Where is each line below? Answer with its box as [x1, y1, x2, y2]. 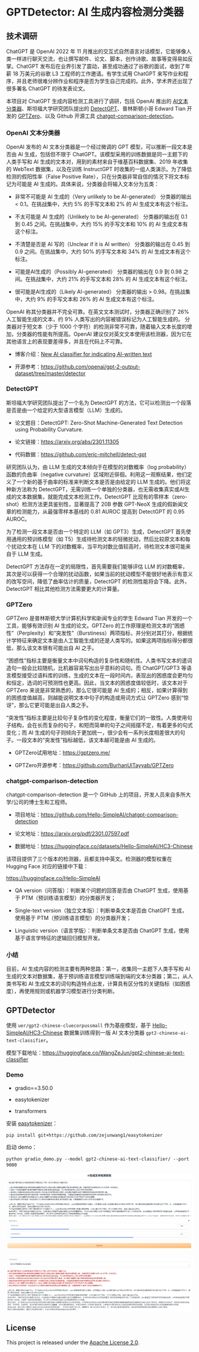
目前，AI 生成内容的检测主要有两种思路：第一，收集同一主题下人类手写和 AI [6, 965, 191, 972]
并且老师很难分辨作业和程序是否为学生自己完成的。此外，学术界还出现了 [16, 78, 193, 84]
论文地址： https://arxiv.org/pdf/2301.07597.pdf [14, 830, 130, 837]
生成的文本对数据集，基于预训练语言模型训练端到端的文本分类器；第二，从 [6, 973, 188, 980]
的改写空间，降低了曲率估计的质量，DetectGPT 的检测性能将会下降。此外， [6, 578, 190, 585]
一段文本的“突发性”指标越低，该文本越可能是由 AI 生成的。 [16, 736, 159, 743]
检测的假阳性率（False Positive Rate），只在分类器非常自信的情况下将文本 [6, 173, 185, 180]
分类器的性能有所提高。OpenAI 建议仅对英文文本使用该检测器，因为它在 [16, 330, 192, 338]
